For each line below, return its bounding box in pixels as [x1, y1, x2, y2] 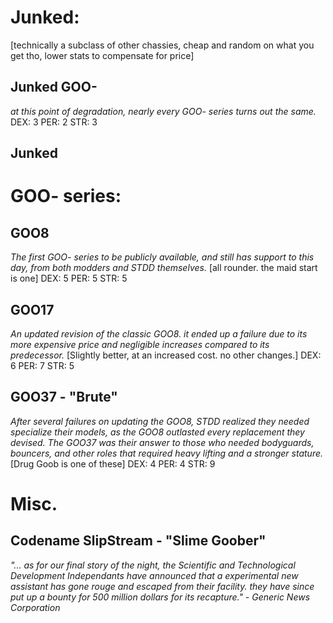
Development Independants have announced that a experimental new [10, 569, 299, 581]
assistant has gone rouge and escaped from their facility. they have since [10, 580, 315, 592]
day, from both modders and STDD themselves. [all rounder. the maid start [10, 262, 318, 274]
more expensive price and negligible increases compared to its [10, 338, 270, 350]
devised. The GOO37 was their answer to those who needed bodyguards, [10, 436, 315, 448]
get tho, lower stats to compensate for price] [10, 49, 195, 61]
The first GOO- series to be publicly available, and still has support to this [10, 251, 315, 263]
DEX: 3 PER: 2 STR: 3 [10, 116, 98, 128]
